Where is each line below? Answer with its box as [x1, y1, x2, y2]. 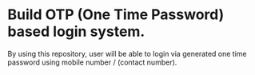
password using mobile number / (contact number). [7, 57, 177, 67]
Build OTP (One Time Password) [7, 6, 225, 24]
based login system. [7, 22, 145, 41]
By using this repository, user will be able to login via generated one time [7, 49, 247, 58]
